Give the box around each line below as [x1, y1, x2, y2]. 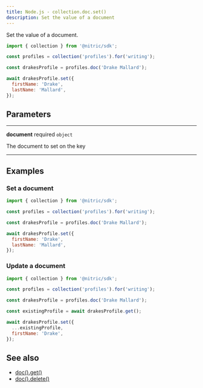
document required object [6, 131, 73, 138]
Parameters [6, 110, 51, 120]
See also [6, 352, 39, 363]
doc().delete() [14, 375, 50, 383]
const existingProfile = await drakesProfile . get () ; [6, 308, 142, 315]
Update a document [6, 261, 65, 270]
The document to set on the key [6, 143, 86, 150]
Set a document [6, 184, 54, 192]
